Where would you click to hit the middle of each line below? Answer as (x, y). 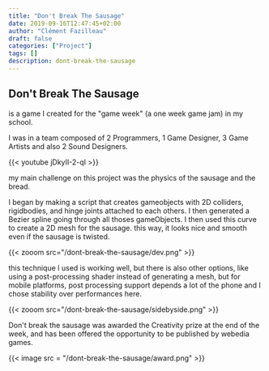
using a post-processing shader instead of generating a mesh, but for (124, 276)
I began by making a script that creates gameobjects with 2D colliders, (126, 202)
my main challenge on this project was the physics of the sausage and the (132, 177)
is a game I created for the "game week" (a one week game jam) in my (126, 113)
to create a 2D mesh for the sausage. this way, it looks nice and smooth (128, 228)
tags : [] (23, 53)
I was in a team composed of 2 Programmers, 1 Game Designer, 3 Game (128, 138)
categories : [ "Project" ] (50, 46)
